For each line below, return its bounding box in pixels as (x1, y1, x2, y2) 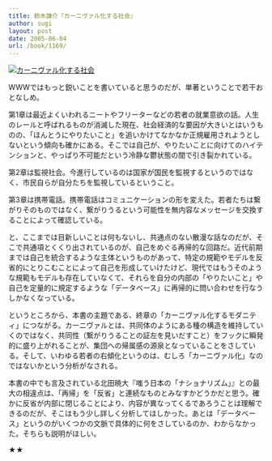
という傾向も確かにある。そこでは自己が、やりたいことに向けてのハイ (22, 140, 257, 150)
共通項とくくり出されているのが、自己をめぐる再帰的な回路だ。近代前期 (22, 242, 263, 252)
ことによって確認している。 (15, 216, 108, 225)
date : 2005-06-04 (8, 34, 67, 43)
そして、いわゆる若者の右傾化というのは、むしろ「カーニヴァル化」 (22, 351, 249, 361)
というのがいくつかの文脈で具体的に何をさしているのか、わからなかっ (22, 419, 257, 429)
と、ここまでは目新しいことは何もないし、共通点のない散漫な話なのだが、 (8, 233, 257, 242)
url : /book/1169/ (8, 42, 67, 50)
